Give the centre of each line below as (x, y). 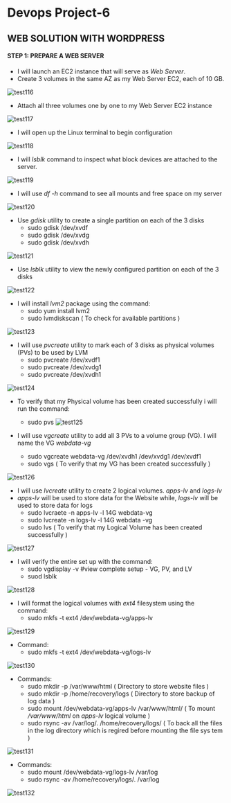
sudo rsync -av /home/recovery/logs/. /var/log (93, 779)
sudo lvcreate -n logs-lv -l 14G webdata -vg (90, 520)
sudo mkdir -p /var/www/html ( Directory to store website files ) (118, 686)
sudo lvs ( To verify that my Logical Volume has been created (115, 527)
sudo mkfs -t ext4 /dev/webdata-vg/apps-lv (90, 617)
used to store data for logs (55, 505)
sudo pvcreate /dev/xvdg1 (64, 367)
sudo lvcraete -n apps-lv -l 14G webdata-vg (90, 512)
